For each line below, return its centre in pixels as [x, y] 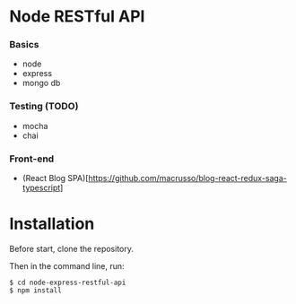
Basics [24, 45]
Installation [52, 224]
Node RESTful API [77, 17]
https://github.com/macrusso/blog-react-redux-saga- [187, 178]
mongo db [41, 83]
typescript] [43, 188]
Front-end [32, 159]
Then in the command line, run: [67, 266]
